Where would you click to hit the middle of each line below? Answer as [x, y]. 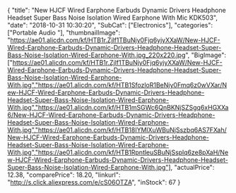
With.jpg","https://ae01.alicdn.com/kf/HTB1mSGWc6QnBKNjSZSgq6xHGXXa [118, 107]
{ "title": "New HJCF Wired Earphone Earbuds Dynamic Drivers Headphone [117, 10]
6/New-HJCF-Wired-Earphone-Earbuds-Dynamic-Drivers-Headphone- [111, 115]
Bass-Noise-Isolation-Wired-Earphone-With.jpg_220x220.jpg [96, 55]
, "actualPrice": [193, 167]
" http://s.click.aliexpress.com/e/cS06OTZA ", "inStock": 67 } [94, 182]
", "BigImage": [206, 55]
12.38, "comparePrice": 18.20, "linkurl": [64, 175]
